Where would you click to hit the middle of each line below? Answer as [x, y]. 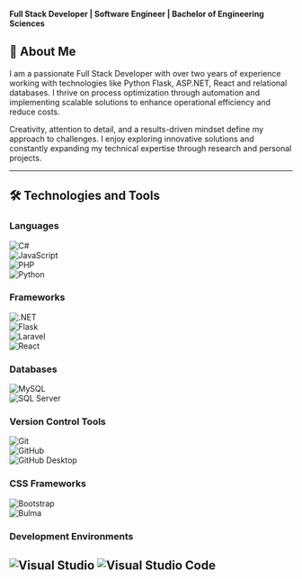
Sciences [27, 23]
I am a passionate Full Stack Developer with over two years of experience [145, 73]
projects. [26, 158]
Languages [35, 226]
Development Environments [71, 536]
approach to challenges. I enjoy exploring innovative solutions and [132, 139]
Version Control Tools [58, 421]
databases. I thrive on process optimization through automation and [135, 92]
